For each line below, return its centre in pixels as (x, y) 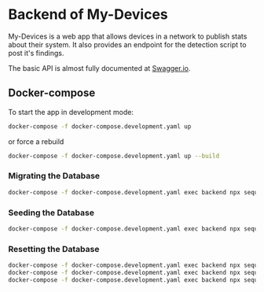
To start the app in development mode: (71, 112)
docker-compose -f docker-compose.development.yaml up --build (114, 156)
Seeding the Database (51, 213)
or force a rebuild (36, 141)
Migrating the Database (54, 176)
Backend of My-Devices (88, 15)
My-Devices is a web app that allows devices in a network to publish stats (128, 36)
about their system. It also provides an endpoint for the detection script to (127, 44)
